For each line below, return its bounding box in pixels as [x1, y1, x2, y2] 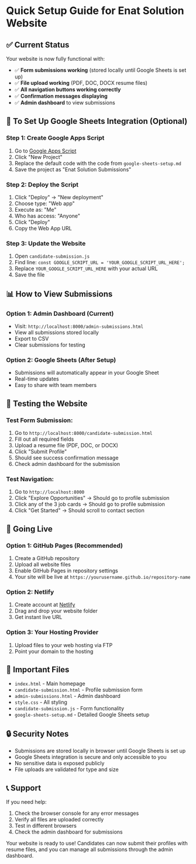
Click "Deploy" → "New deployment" [14, 193, 104, 201]
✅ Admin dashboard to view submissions [14, 99, 115, 106]
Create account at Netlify [14, 601, 75, 609]
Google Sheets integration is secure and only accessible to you [14, 754, 167, 761]
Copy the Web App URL [14, 224, 72, 231]
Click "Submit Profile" [14, 448, 67, 455]
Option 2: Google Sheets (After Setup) [6, 355, 116, 364]
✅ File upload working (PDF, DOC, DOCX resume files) [14, 80, 148, 86]
